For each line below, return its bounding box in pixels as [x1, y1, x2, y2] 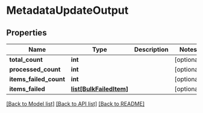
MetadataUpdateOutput [6, 4, 129, 17]
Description [134, 46, 169, 53]
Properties [6, 28, 47, 38]
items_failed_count [9, 75, 65, 83]
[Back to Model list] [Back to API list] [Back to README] [6, 100, 145, 107]
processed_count [9, 66, 61, 73]
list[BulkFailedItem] [71, 85, 129, 93]
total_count [9, 55, 43, 64]
